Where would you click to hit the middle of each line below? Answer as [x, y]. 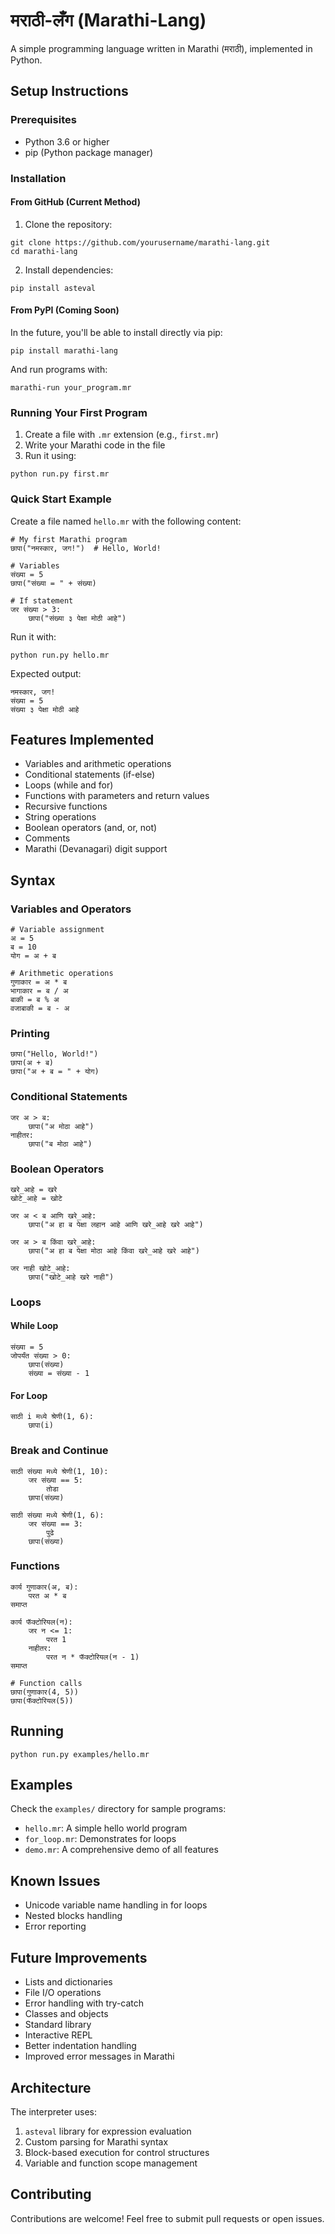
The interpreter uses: [54, 2111]
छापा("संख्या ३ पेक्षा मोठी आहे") [77, 618]
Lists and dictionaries [68, 1982]
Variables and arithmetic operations [98, 764]
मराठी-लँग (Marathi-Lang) [108, 20]
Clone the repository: [68, 224]
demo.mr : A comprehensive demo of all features [121, 1850]
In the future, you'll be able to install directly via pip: [116, 332]
